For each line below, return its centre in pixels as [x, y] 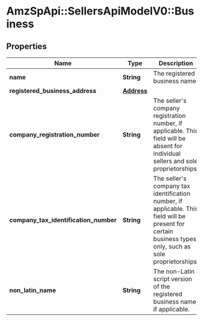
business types [175, 239]
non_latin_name [33, 290]
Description [176, 63]
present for [169, 224]
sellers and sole [176, 161]
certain [163, 231]
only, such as [172, 246]
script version [172, 279]
